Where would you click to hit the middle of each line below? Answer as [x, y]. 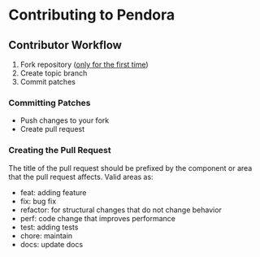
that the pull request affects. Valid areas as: [81, 176]
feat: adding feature [53, 192]
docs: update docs [52, 244]
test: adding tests [49, 227]
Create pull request [52, 129]
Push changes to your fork [65, 120]
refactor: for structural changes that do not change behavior [121, 210]
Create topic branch [54, 73]
